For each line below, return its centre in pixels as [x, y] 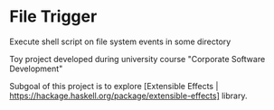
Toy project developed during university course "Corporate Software [137, 59]
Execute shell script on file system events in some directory [120, 41]
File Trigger [53, 17]
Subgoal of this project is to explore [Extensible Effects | [114, 86]
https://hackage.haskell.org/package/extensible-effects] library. [128, 96]
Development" [36, 69]
